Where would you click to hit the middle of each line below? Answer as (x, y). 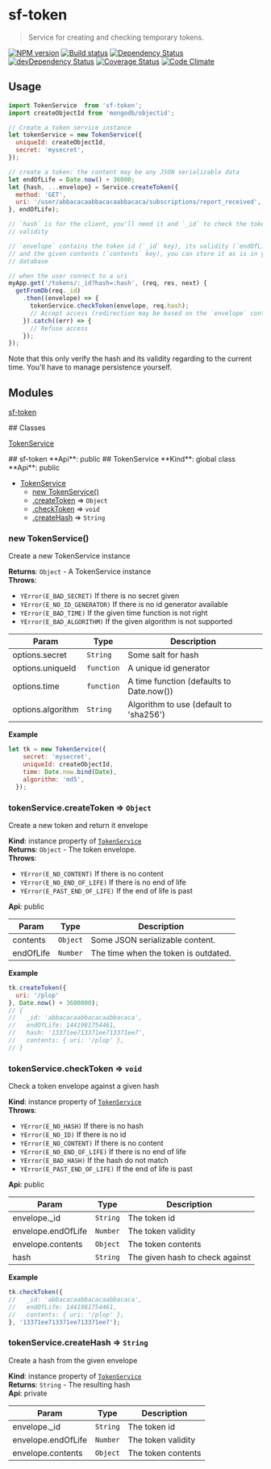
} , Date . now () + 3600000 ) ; (54, 1002)
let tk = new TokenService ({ (57, 749)
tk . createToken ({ (38, 988)
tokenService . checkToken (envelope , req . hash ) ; (109, 306)
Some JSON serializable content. (153, 940)
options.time (36, 686)
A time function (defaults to (179, 681)
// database (28, 261)
